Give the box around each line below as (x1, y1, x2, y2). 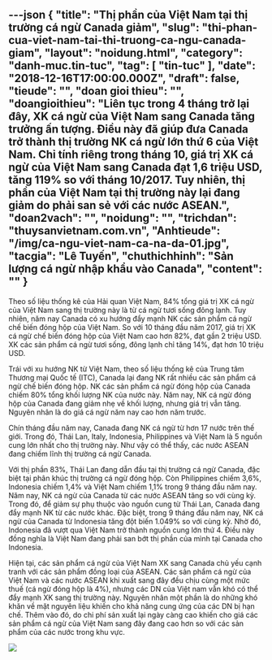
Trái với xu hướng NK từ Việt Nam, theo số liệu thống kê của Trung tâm (8, 363, 245, 374)
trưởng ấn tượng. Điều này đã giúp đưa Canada (8, 123, 249, 137)
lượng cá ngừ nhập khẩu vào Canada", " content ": (8, 262, 262, 276)
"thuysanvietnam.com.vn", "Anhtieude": (8, 224, 221, 238)
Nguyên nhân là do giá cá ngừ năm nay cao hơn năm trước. (8, 407, 207, 417)
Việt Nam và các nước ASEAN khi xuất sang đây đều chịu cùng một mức (8, 575, 250, 585)
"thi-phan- (201, 21, 258, 35)
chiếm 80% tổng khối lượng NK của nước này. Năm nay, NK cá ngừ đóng (8, 389, 252, 399)
